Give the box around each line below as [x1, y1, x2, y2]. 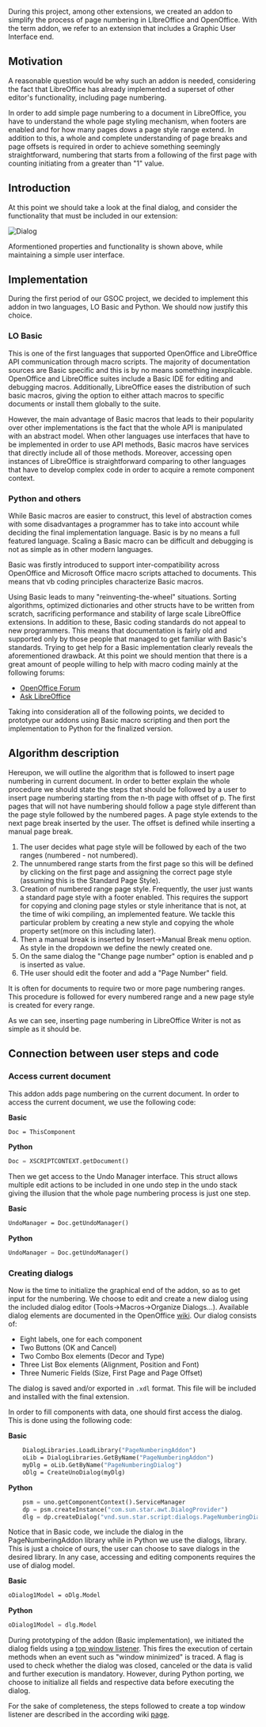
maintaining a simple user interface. [8, 249, 125, 260]
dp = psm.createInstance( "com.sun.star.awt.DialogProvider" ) [22, 1505, 228, 1513]
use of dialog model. [8, 1561, 75, 1570]
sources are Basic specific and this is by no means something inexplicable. [8, 365, 253, 375]
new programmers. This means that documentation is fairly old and [8, 626, 227, 636]
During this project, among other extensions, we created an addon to [8, 7, 234, 16]
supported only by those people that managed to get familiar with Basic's [8, 634, 247, 644]
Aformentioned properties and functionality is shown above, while [8, 242, 223, 251]
